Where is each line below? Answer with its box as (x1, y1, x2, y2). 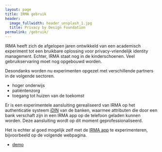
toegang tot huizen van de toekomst (12, 93, 84, 99)
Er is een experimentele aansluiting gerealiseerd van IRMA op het (5, 102, 135, 108)
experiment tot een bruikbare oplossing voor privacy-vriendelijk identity (5, 48, 148, 54)
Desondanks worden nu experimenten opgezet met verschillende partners (5, 68, 154, 73)
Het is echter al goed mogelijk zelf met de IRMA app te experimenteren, (5, 127, 148, 133)
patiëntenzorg (12, 88, 40, 93)
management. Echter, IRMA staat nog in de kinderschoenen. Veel (5, 53, 135, 59)
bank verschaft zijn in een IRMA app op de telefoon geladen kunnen (5, 113, 141, 118)
